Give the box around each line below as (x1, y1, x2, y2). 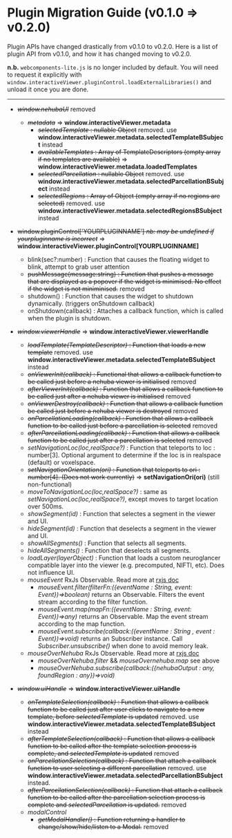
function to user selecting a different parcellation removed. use (27, 763, 207, 772)
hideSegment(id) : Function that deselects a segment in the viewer (27, 524, 217, 533)
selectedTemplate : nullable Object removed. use (37, 126, 177, 134)
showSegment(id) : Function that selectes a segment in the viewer (27, 509, 216, 517)
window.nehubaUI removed (17, 105, 96, 113)
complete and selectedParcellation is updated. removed (27, 800, 187, 809)
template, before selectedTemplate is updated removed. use (27, 712, 200, 721)
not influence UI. (27, 568, 75, 576)
